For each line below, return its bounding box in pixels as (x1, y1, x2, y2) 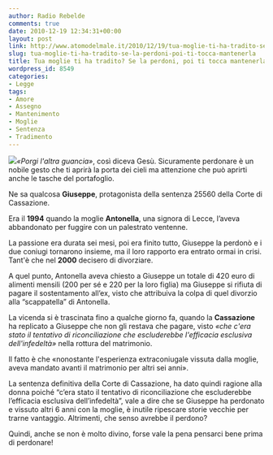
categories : (8, 72, 49, 80)
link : (8, 42, 27, 50)
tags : (8, 87, 27, 96)
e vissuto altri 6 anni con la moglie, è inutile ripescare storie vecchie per (8, 404, 249, 414)
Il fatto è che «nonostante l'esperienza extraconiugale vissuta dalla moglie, (8, 354, 259, 364)
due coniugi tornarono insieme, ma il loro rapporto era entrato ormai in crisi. (8, 246, 262, 256)
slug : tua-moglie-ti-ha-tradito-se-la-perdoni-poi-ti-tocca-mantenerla (8, 50, 256, 58)
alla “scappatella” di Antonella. (8, 297, 110, 306)
